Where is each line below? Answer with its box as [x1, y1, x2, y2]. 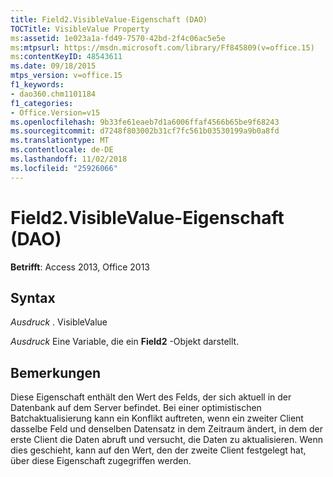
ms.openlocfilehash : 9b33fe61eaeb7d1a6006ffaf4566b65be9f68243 [10, 117, 280, 127]
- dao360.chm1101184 [10, 89, 97, 99]
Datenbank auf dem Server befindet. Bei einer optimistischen [10, 402, 262, 414]
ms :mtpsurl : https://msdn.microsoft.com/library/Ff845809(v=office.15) [10, 42, 315, 53]
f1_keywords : [10, 80, 65, 90]
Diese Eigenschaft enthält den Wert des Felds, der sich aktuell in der [10, 391, 292, 403]
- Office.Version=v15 [10, 107, 101, 118]
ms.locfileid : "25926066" [10, 163, 118, 173]
